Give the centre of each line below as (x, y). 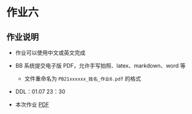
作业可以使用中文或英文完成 (50, 53)
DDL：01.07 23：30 (40, 91)
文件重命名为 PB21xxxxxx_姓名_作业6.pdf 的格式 (83, 79)
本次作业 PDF (32, 105)
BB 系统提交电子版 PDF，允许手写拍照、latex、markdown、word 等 (100, 66)
